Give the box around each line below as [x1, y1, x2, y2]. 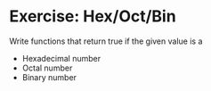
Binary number [21, 71, 77, 82]
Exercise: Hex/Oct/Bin [9, 6, 176, 27]
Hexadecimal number [21, 53, 101, 63]
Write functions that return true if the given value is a [9, 36, 203, 46]
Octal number [21, 62, 73, 73]
